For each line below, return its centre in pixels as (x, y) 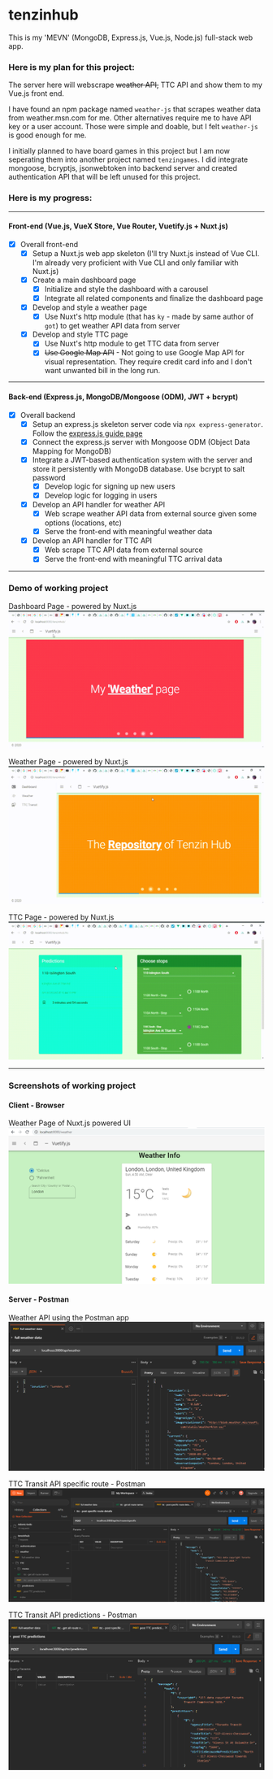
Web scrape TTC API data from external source (123, 550)
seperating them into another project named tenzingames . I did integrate (128, 159)
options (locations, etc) (83, 523)
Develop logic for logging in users (101, 495)
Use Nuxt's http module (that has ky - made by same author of (149, 317)
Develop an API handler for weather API (99, 504)
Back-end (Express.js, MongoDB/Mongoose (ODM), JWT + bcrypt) (123, 397)
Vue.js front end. (37, 94)
